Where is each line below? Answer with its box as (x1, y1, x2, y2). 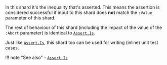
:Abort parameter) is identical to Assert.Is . (5, 30, 95, 35)
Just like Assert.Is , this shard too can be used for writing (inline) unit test (5, 39, 158, 45)
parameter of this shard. (5, 15, 56, 20)
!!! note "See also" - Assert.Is (5, 54, 68, 60)
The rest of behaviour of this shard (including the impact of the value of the (5, 24, 162, 30)
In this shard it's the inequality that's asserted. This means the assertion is (5, 4, 160, 10)
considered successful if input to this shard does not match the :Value (5, 9, 152, 15)
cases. (5, 45, 19, 50)
